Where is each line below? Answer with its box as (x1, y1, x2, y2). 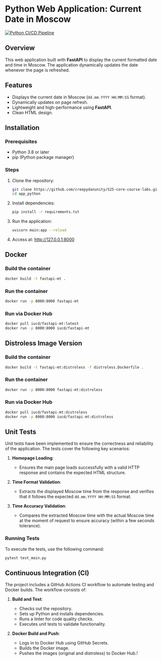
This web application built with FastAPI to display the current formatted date (5, 57, 157, 63)
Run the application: (12, 219, 52, 224)
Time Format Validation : (12, 479, 61, 485)
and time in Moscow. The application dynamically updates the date (5, 62, 138, 68)
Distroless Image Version (5, 339, 82, 348)
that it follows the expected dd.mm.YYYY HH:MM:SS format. (19, 494, 132, 500)
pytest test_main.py (5, 555, 47, 560)
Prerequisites (5, 138, 37, 145)
